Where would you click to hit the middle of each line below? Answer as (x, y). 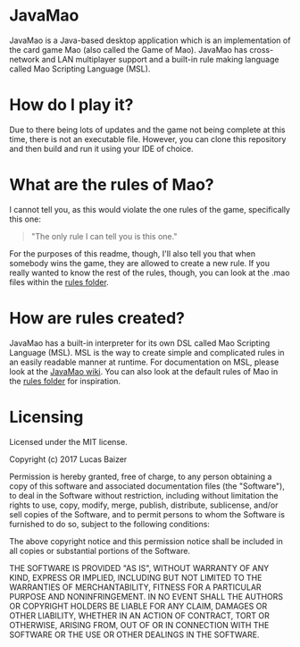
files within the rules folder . (59, 281)
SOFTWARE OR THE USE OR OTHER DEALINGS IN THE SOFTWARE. (134, 634)
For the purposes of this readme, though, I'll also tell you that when (133, 253)
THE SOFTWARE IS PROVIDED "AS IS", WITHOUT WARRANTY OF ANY (139, 567)
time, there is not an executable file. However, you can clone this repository (148, 139)
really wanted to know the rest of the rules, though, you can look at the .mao (150, 273)
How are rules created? (97, 318)
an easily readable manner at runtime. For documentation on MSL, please (144, 362)
